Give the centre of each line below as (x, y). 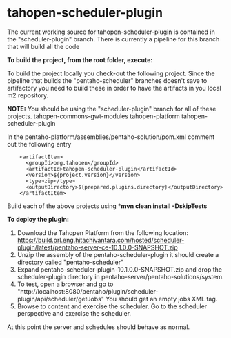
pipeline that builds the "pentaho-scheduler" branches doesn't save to (107, 80)
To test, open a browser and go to (65, 284)
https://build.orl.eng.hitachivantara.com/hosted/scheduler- (101, 240)
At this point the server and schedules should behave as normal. (99, 327)
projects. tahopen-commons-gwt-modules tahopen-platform (94, 116)
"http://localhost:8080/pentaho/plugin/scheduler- (88, 291)
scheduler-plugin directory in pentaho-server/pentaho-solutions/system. (120, 276)
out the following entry (39, 144)
